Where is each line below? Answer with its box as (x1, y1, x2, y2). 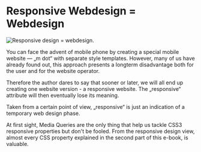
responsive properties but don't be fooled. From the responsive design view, (6, 127, 195, 135)
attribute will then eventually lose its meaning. (6, 92, 119, 99)
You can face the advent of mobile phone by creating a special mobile (6, 48, 179, 55)
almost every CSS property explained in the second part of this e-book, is (6, 133, 188, 141)
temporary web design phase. (6, 110, 80, 117)
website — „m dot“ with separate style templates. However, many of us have (6, 54, 195, 62)
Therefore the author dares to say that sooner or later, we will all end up (6, 79, 184, 86)
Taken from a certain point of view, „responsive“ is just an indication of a (6, 103, 185, 110)
